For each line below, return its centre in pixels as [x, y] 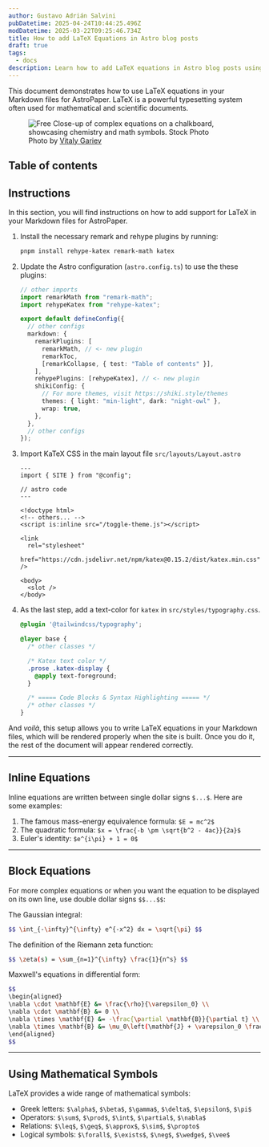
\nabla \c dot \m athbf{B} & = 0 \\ [64, 1012]
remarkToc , [60, 356]
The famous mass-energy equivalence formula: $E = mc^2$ [117, 821]
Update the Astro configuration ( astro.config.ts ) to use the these [129, 266]
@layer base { [43, 639]
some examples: [35, 805]
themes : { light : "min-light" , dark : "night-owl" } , [131, 401]
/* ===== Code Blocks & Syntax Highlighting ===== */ [119, 698]
